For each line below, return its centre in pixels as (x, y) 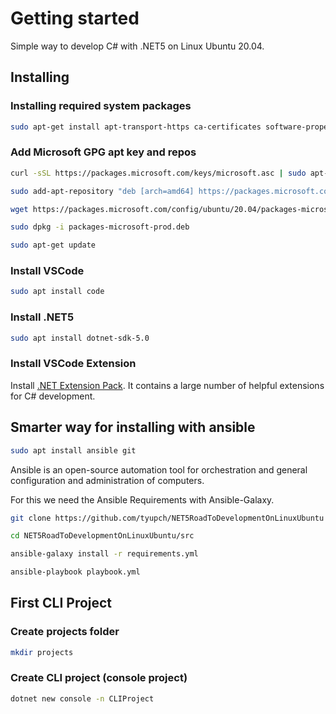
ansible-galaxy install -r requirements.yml (104, 554)
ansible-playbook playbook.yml (75, 572)
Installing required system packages (101, 106)
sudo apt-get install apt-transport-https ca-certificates (136, 127)
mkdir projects (42, 652)
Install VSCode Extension (73, 364)
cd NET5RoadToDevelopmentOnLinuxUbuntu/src (102, 536)
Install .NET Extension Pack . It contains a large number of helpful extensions (167, 385)
